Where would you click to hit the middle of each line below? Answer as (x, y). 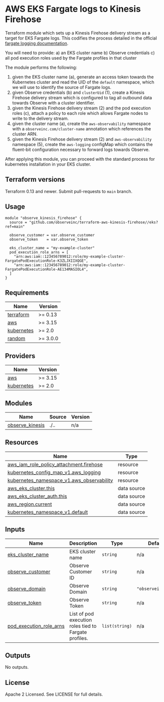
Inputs (15, 529)
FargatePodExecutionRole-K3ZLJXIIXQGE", (47, 261)
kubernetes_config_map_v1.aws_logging (54, 472)
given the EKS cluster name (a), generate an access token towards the (83, 77)
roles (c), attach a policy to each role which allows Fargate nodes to (80, 113)
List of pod (82, 614)
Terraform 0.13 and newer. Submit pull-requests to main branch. (69, 191)
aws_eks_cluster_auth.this (37, 496)
